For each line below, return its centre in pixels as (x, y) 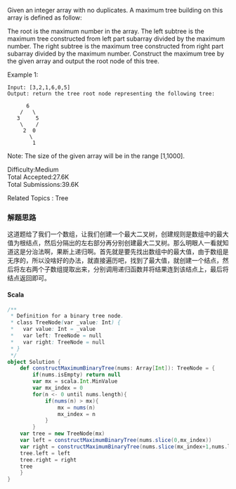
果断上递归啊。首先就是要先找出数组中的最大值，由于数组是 (142, 252)
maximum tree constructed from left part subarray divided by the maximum (116, 39)
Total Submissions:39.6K (43, 184)
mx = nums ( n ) (77, 407)
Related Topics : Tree (38, 198)
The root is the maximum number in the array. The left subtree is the (106, 31)
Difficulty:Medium (33, 169)
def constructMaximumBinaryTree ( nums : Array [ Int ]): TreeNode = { (118, 368)
